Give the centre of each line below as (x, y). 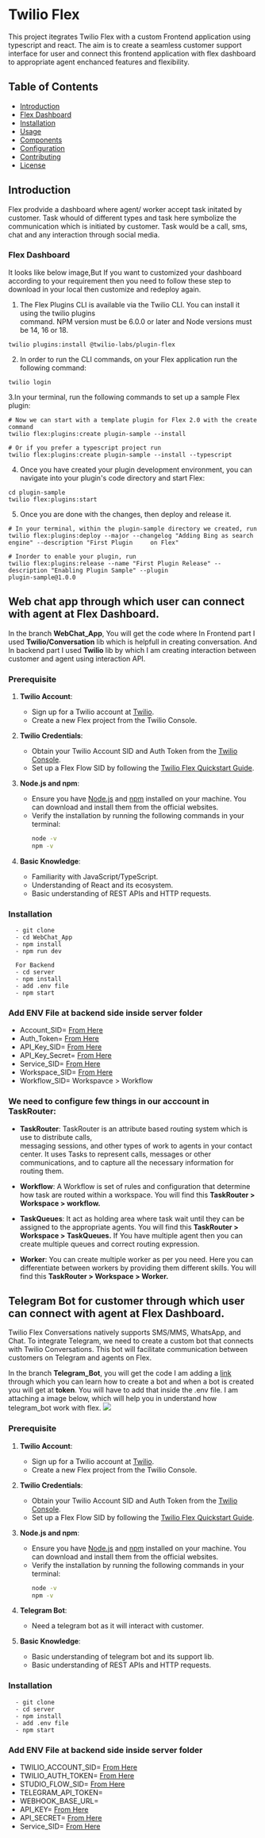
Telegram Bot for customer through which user (127, 1301)
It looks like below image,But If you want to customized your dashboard (125, 272)
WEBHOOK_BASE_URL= (59, 1801)
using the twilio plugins (58, 313)
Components (41, 140)
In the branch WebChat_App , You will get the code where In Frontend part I (132, 633)
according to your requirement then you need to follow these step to (120, 280)
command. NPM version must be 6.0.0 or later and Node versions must (136, 321)
